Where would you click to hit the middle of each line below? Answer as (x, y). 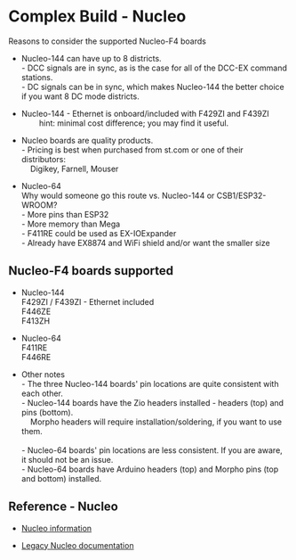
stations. (37, 77)
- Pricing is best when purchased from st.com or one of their (132, 150)
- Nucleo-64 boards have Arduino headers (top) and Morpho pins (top (150, 469)
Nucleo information (56, 528)
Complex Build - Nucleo (97, 16)
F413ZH (36, 321)
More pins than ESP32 (68, 214)
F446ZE (36, 311)
